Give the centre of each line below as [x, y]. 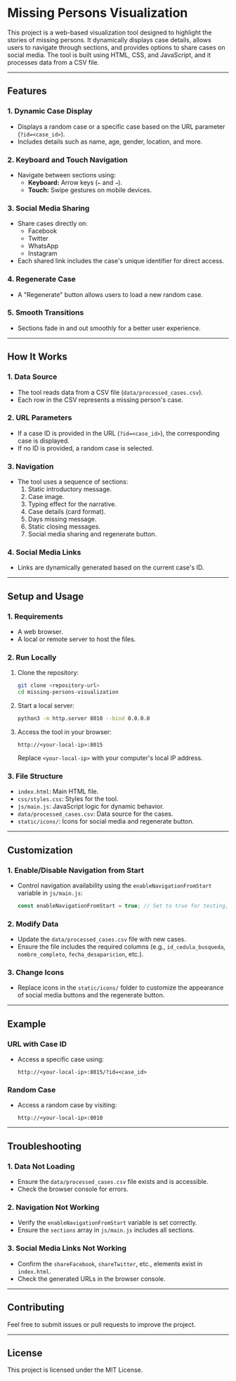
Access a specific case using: [60, 1059]
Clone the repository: [48, 673]
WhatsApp [43, 246]
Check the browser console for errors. [73, 1189]
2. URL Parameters [40, 418]
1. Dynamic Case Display [50, 111]
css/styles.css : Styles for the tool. [68, 799]
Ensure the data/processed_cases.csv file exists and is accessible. [113, 1182]
